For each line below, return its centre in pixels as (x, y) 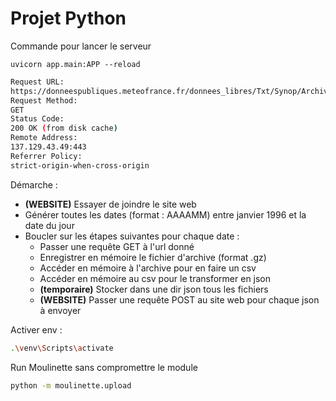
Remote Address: (44, 138)
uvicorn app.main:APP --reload (75, 64)
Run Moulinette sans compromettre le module (104, 367)
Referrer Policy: (46, 156)
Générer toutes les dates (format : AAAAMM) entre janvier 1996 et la (165, 214)
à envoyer (60, 310)
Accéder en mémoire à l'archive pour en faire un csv (148, 268)
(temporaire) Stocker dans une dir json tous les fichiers (154, 289)
